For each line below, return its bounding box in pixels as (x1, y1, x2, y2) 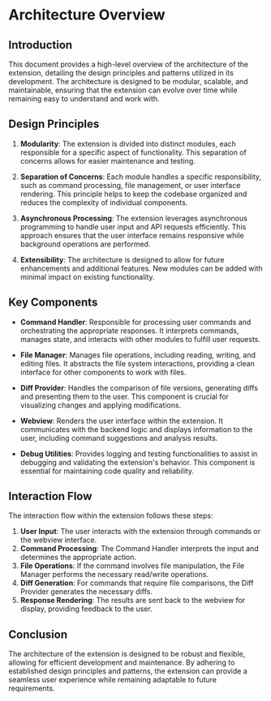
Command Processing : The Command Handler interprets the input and (19, 544, 259, 554)
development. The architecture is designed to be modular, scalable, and (8, 77, 249, 86)
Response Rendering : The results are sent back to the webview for (19, 596, 246, 605)
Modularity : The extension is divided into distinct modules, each (19, 139, 237, 148)
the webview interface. (19, 535, 97, 545)
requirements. (8, 683, 55, 694)
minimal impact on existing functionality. (19, 271, 156, 281)
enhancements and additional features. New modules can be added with (19, 263, 263, 273)
